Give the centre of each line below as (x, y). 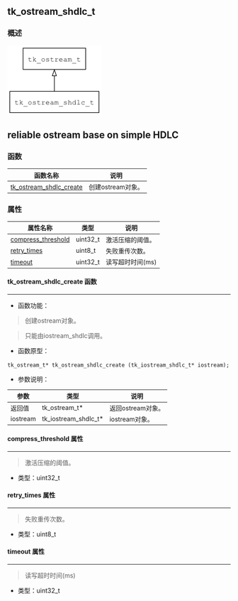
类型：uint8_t (37, 534)
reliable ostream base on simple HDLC (93, 135)
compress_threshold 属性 (45, 438)
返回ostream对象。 (137, 408)
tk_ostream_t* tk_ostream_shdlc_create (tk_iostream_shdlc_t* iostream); (119, 365)
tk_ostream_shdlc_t (51, 12)
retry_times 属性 (31, 495)
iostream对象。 (131, 419)
